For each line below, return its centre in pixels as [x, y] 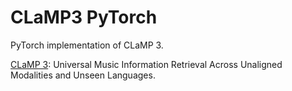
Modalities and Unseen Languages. [83, 75]
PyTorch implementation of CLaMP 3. [87, 45]
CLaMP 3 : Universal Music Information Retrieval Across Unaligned [146, 64]
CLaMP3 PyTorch [84, 17]
